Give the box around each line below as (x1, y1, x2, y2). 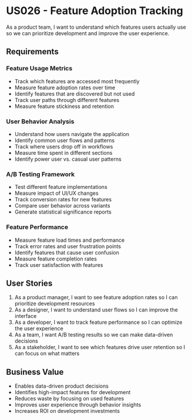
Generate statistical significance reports (14, 208, 112, 215)
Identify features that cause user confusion (14, 249, 119, 256)
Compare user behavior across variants (14, 202, 110, 209)
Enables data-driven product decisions (14, 382, 109, 389)
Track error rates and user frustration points (14, 242, 122, 250)
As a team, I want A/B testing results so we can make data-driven (14, 331, 173, 338)
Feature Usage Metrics (6, 65, 73, 73)
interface (14, 313, 37, 320)
